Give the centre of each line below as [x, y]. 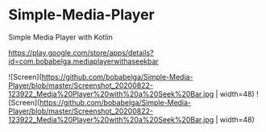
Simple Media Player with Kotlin [60, 37]
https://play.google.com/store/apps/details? [81, 52]
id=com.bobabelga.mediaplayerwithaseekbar [83, 61]
